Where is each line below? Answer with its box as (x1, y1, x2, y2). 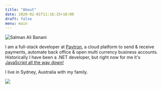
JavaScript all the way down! (5, 59, 64, 65)
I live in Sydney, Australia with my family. (5, 69, 88, 75)
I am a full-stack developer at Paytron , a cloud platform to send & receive (5, 44, 155, 50)
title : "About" (5, 7, 37, 12)
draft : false (5, 16, 32, 21)
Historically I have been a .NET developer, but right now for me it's (5, 55, 141, 60)
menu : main (5, 21, 28, 26)
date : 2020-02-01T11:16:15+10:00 (5, 12, 74, 17)
